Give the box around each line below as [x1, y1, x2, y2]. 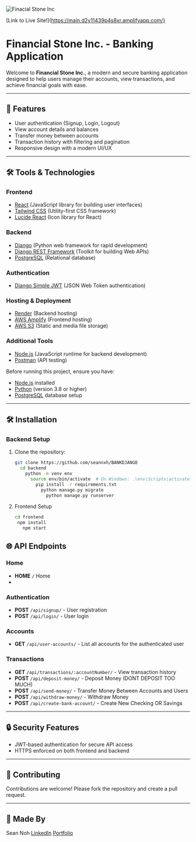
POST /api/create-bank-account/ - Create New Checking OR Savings [14, 699, 183, 706]
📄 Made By [6, 814, 45, 824]
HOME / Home [14, 572, 51, 579]
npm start [22, 525, 47, 531]
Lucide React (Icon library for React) [14, 214, 102, 221]
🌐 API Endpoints [6, 541, 67, 551]
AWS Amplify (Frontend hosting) [14, 316, 92, 323]
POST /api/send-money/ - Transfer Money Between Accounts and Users [14, 687, 188, 694]
